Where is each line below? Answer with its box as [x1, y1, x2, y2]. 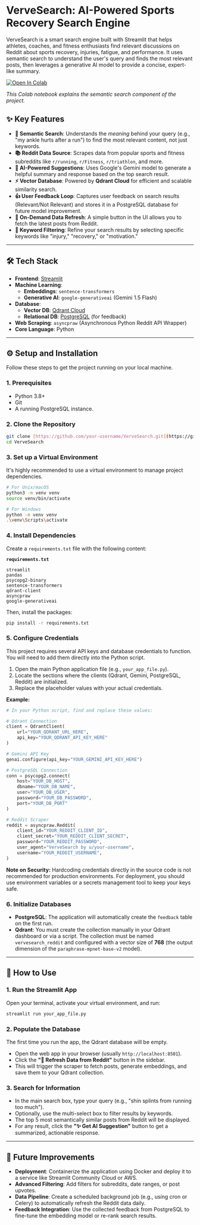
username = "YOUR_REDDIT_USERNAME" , [17, 850, 102, 856]
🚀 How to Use [6, 968, 57, 978]
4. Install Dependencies [6, 531, 76, 540]
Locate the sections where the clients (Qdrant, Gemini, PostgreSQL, [14, 672, 181, 679]
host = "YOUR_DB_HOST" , [17, 778, 70, 784]
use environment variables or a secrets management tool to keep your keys [6, 879, 191, 886]
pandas [6, 572, 23, 578]
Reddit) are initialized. [14, 678, 68, 685]
